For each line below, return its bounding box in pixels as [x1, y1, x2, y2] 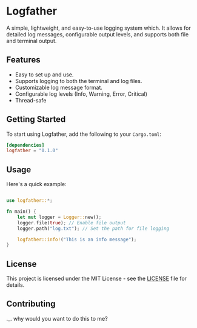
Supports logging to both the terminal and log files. [15, 77, 142, 84]
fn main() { [6, 209, 36, 215]
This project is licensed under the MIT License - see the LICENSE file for [6, 275, 187, 283]
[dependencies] [6, 142, 45, 148]
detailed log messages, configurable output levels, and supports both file [6, 30, 189, 38]
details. [6, 281, 25, 289]
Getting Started [6, 114, 66, 125]
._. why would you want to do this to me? [6, 315, 108, 322]
